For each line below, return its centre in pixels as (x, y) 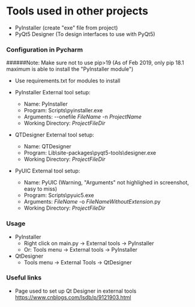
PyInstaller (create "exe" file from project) (66, 28)
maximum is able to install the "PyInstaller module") (70, 69)
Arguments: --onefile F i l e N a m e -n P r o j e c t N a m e (83, 117)
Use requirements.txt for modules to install (67, 81)
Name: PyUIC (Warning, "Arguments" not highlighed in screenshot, (106, 183)
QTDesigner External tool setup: (54, 135)
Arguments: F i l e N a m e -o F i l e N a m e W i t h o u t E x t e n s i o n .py (92, 202)
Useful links (24, 278)
